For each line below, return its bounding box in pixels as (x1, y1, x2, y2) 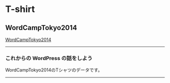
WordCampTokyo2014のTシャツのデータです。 (5, 67, 103, 73)
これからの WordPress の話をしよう (5, 54, 93, 61)
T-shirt (5, 3, 35, 15)
